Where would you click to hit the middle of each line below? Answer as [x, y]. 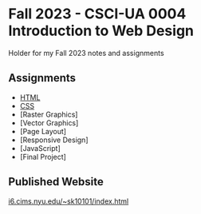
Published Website [56, 182]
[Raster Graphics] [49, 114]
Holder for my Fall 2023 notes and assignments [87, 53]
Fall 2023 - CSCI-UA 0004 [97, 14]
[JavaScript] [40, 148]
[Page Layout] [43, 131]
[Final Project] [43, 157]
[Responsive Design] [54, 140]
